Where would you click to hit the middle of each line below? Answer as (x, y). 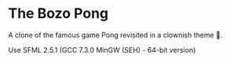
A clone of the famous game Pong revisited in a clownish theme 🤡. (115, 35)
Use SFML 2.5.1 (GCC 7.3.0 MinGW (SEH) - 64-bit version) (102, 50)
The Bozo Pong (58, 14)
